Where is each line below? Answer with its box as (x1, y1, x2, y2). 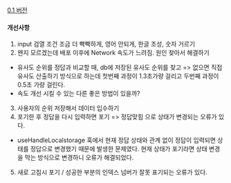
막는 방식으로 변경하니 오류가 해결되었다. (24, 153, 134, 162)
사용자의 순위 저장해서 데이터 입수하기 (17, 104, 120, 112)
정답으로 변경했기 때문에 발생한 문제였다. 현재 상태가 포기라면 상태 (30, 145, 207, 153)
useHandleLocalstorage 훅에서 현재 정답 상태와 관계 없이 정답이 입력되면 (17, 136, 216, 144)
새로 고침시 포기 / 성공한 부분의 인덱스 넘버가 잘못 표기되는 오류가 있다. (17, 168, 207, 177)
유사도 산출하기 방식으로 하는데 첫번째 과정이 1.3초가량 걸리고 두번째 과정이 (17, 72, 219, 80)
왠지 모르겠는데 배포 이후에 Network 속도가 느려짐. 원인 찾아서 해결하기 (17, 49, 210, 57)
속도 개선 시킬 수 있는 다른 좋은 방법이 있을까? (17, 89, 140, 98)
